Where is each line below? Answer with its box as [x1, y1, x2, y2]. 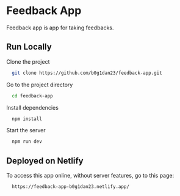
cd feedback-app [12, 92, 53, 99]
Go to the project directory [6, 81, 73, 88]
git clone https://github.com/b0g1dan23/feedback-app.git [12, 70, 163, 76]
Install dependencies [6, 104, 59, 111]
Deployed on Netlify [6, 156, 84, 166]
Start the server [6, 127, 46, 134]
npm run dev [12, 138, 43, 145]
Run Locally [6, 42, 52, 52]
